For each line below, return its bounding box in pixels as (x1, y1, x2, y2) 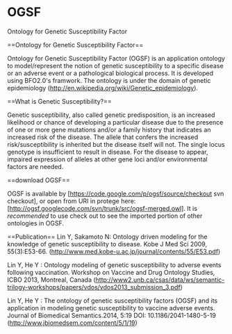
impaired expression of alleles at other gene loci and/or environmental (7, 154, 208, 164)
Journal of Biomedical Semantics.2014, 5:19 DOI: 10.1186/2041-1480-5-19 (7, 311, 217, 319)
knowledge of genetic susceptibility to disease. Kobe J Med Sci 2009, (7, 239, 207, 248)
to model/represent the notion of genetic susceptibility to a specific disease (7, 61, 224, 70)
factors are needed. (7, 162, 64, 170)
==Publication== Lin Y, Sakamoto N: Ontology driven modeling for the (7, 232, 208, 241)
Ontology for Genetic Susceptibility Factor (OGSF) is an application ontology (7, 54, 226, 63)
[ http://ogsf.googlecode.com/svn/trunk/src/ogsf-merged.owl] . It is (7, 204, 198, 212)
